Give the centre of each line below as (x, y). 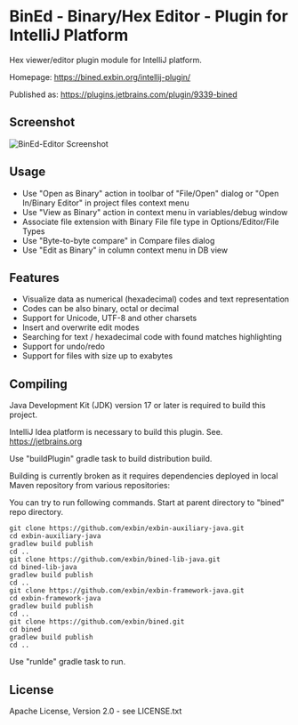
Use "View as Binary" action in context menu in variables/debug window (155, 212)
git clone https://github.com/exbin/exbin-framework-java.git (127, 591)
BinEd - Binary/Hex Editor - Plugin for (149, 16)
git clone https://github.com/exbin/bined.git (97, 622)
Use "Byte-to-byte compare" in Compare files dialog (118, 240)
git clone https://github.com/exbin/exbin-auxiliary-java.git (127, 528)
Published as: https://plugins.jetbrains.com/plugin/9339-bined (123, 94)
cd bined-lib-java (43, 568)
